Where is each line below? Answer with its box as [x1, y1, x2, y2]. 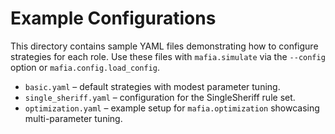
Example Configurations [10, 7, 217, 30]
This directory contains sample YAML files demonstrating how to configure [10, 40, 319, 52]
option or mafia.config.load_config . [10, 61, 161, 73]
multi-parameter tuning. [24, 112, 123, 124]
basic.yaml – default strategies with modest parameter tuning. [24, 80, 281, 92]
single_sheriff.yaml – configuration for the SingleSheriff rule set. [24, 91, 296, 103]
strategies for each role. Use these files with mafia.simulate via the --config [10, 50, 326, 62]
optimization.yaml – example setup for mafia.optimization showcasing [24, 102, 320, 114]
